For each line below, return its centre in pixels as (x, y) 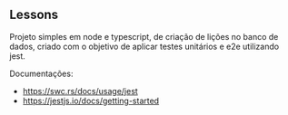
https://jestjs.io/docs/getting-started (91, 101)
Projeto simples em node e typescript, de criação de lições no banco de (144, 36)
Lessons (34, 15)
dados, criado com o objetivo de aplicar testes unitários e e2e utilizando (144, 46)
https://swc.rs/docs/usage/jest (80, 91)
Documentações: (41, 73)
